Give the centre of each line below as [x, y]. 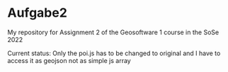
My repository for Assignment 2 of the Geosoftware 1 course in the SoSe [113, 32]
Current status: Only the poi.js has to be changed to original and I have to [114, 53]
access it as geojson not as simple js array [69, 60]
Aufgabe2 [37, 13]
